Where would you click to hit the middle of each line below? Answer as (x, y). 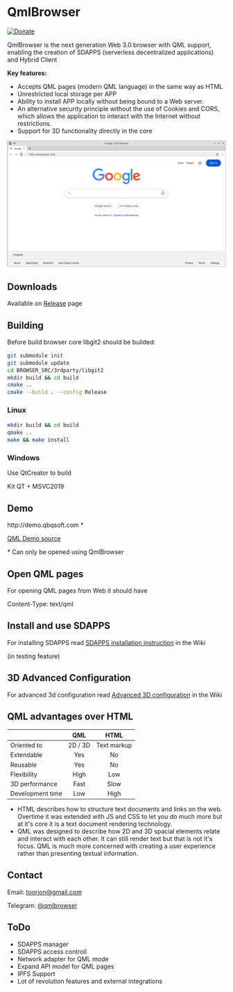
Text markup (114, 745)
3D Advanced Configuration (69, 678)
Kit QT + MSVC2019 (36, 487)
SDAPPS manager (43, 944)
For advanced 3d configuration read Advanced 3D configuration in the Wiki (115, 694)
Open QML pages (45, 574)
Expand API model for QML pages (66, 966)
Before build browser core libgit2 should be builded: (81, 342)
